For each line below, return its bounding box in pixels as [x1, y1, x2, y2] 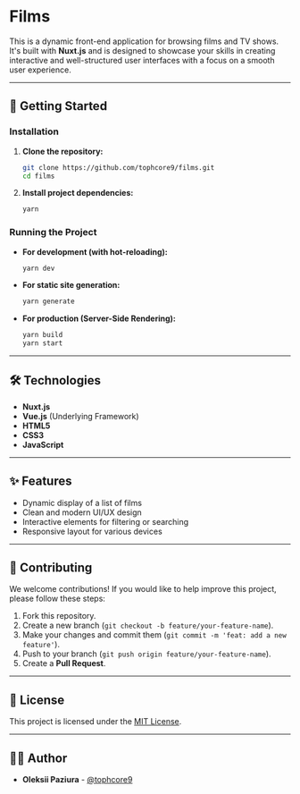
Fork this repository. [21, 611, 96, 621]
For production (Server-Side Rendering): [21, 313, 176, 324]
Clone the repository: [21, 146, 104, 156]
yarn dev [21, 264, 55, 273]
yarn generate [21, 297, 75, 306]
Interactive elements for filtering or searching [21, 516, 189, 527]
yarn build [21, 331, 63, 340]
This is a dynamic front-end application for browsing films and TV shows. [9, 36, 279, 46]
